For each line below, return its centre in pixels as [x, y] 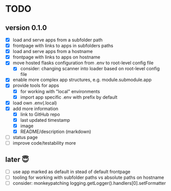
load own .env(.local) [35, 103]
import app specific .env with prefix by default [69, 97]
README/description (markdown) [56, 131]
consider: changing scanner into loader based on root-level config [90, 69]
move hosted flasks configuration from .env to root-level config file [83, 63]
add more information [35, 108]
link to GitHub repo [40, 114]
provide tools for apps [36, 86]
